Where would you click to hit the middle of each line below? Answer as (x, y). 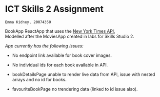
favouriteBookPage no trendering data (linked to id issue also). (75, 89)
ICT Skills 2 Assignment (54, 9)
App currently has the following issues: (44, 46)
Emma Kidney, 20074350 (28, 22)
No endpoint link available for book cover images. (62, 55)
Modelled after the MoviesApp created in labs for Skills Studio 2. (70, 36)
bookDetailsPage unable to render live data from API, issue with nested (83, 74)
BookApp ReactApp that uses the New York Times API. (60, 31)
